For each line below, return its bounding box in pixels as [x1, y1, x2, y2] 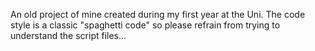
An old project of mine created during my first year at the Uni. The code [10, 9, 306, 20]
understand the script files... [10, 30, 127, 41]
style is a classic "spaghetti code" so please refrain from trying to [10, 19, 281, 31]
